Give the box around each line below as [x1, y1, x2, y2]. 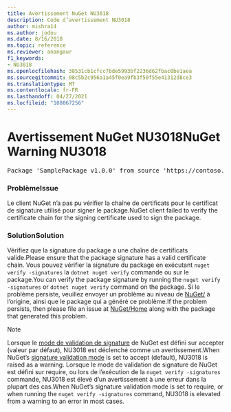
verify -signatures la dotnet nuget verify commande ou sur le [7, 268, 189, 277]
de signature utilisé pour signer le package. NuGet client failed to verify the [7, 206, 218, 215]
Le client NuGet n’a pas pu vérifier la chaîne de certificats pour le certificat [7, 199, 218, 207]
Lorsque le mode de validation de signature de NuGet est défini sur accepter [7, 338, 224, 347]
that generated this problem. [7, 312, 88, 321]
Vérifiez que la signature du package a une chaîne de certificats [7, 246, 188, 254]
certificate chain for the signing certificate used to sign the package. [7, 214, 201, 222]
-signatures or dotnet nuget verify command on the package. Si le [7, 283, 201, 291]
